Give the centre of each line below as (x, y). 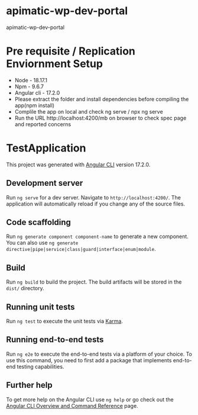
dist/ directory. (25, 288)
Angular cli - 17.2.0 (37, 92)
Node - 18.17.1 (31, 80)
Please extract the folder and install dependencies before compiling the (102, 99)
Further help (30, 385)
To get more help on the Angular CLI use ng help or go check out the (90, 399)
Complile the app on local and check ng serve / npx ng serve (89, 111)
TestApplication (46, 148)
